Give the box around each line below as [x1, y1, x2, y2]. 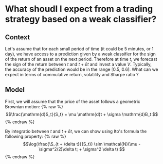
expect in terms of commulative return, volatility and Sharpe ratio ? [5, 72, 139, 77]
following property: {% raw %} [5, 133, 67, 139]
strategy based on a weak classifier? [5, 14, 157, 25]
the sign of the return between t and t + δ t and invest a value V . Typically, [5, 62, 152, 67]
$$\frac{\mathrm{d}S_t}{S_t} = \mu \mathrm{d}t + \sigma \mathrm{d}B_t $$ [5, 111, 158, 117]
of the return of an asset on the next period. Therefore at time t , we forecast [5, 56, 157, 62]
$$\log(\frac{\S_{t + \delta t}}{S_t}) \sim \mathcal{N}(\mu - [22, 141, 141, 147]
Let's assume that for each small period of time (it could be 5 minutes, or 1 [5, 46, 154, 51]
